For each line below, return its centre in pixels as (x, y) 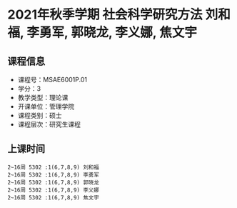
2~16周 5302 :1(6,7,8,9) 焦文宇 (54, 197)
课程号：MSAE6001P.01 (52, 80)
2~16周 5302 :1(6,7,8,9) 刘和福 (54, 167)
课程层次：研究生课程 (49, 124)
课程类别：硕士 (40, 115)
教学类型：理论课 (43, 98)
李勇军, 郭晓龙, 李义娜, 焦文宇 (112, 33)
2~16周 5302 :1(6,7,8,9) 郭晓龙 (54, 182)
